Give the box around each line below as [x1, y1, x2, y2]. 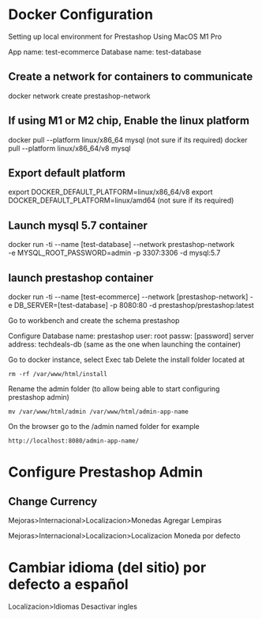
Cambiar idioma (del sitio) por [8, 559, 207, 577]
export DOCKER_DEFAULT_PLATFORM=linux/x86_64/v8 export [8, 188, 213, 197]
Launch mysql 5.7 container [8, 218, 148, 232]
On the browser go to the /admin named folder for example [8, 422, 200, 431]
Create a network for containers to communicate [8, 70, 253, 84]
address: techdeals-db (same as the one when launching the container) [8, 340, 241, 349]
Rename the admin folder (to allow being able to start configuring [8, 384, 220, 393]
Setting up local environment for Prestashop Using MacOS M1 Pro [8, 32, 223, 41]
